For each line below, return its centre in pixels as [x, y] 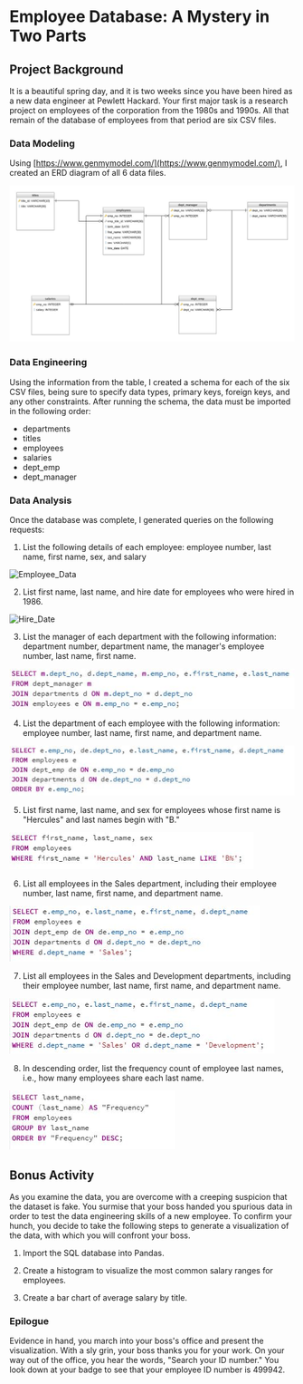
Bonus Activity [52, 1175]
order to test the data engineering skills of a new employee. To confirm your [151, 1216]
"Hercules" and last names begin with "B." [101, 820]
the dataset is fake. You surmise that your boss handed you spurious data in [151, 1206]
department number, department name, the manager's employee [143, 646]
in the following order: [50, 411]
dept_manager [49, 477]
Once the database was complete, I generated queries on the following [142, 520]
